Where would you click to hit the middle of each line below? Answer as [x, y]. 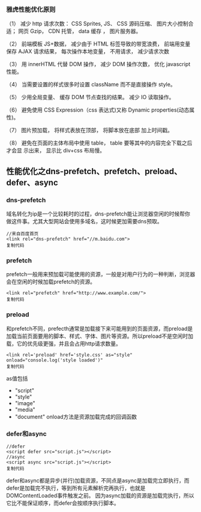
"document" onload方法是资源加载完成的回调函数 [76, 417]
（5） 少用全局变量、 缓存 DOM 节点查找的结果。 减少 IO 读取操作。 [90, 97]
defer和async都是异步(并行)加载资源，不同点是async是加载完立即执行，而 [98, 480]
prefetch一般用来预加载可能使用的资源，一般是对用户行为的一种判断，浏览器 [101, 274]
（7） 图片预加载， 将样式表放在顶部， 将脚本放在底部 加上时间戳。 [89, 130]
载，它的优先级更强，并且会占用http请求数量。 [64, 343]
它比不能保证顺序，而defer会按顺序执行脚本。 [63, 503]
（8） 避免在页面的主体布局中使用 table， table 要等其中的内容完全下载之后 [99, 143]
